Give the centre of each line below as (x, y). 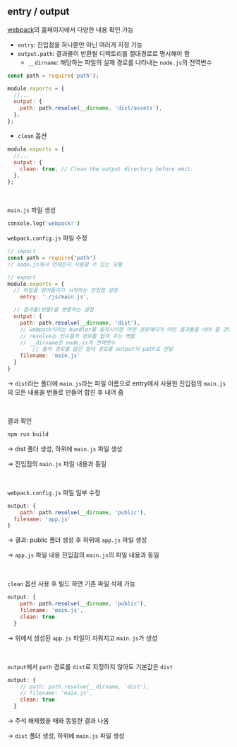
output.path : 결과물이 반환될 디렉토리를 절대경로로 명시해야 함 (104, 53)
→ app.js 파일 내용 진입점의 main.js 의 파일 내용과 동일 (84, 555)
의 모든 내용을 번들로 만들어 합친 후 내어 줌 (66, 392)
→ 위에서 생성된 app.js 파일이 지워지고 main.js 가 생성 (83, 638)
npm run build (28, 434)
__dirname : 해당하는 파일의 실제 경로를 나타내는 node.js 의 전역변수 (120, 62)
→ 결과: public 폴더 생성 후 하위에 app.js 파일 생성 (77, 540)
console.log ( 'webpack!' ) (44, 224)
